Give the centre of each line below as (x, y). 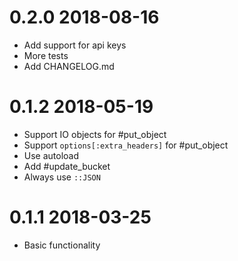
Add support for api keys (75, 45)
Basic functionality (62, 245)
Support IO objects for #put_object (95, 134)
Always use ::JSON (62, 177)
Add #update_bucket (67, 166)
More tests (46, 55)
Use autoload (51, 155)
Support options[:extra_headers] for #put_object (126, 145)
